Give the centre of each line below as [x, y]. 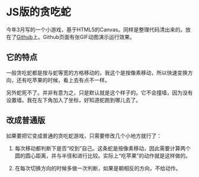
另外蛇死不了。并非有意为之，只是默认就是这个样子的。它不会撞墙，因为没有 [99, 93]
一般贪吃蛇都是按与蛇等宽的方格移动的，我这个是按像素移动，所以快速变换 [97, 73]
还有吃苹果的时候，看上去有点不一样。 [63, 80]
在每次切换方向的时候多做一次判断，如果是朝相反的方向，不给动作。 [98, 168]
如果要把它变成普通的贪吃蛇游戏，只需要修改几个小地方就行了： [84, 136]
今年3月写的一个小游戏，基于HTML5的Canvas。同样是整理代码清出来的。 [96, 29]
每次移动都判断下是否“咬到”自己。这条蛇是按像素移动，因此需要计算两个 [103, 148]
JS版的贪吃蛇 [38, 12]
